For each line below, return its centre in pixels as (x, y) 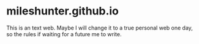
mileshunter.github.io (63, 11)
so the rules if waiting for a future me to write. (64, 34)
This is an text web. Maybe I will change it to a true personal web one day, (99, 28)
